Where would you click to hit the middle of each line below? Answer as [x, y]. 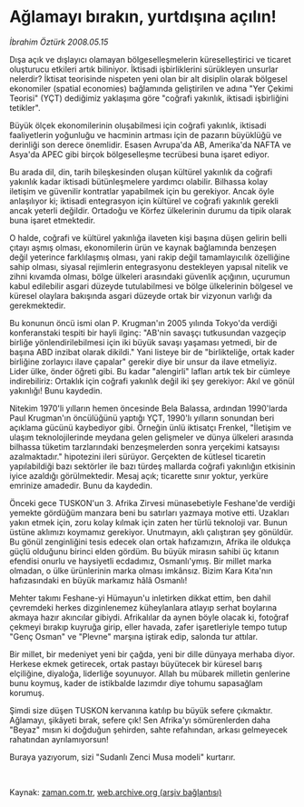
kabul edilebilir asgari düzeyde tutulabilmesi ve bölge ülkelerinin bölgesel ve [151, 286]
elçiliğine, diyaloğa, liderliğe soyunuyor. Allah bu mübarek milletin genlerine [150, 673]
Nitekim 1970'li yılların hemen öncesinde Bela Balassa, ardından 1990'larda [148, 408]
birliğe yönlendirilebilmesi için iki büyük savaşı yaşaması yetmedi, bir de [143, 342]
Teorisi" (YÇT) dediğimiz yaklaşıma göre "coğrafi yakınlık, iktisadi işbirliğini [149, 98]
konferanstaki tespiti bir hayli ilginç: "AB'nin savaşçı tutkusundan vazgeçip [148, 333]
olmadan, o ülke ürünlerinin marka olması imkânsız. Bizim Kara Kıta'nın [141, 571]
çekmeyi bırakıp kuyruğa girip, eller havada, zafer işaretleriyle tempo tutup [148, 627]
